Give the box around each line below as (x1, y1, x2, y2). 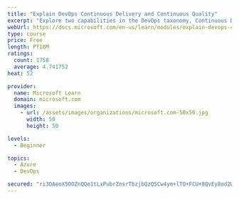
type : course (7, 30, 46, 38)
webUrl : (7, 23, 31, 31)
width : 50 (26, 116, 55, 123)
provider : (7, 82, 37, 90)
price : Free (7, 37, 43, 44)
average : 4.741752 (14, 63, 69, 70)
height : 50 (26, 122, 59, 129)
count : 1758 (14, 57, 50, 64)
